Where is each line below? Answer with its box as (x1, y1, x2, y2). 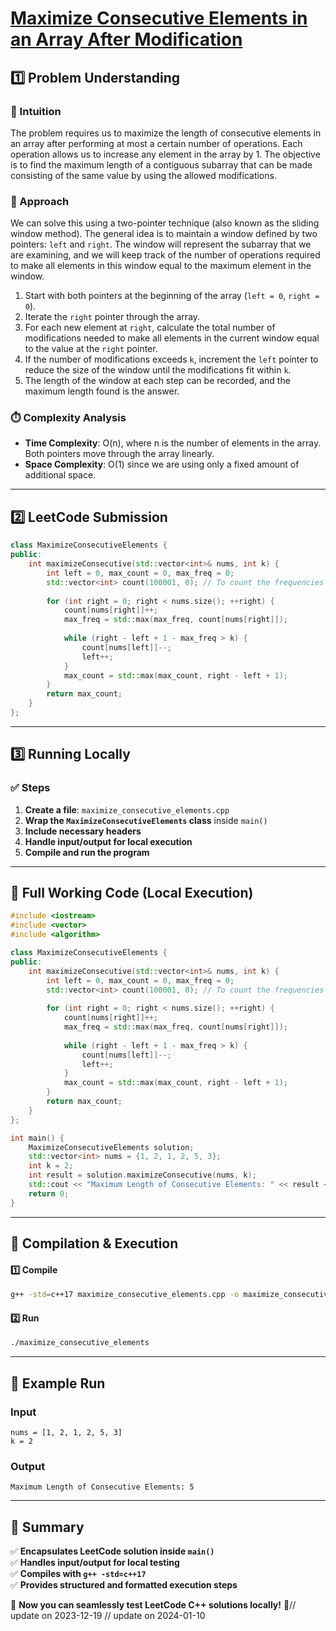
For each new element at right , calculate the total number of (24, 322, 276, 334)
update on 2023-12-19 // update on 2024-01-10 (10, 1610, 206, 1621)
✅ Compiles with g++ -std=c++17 (10, 1568, 147, 1579)
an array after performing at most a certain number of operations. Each (10, 137, 303, 149)
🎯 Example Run (10, 1375, 106, 1392)
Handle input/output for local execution (24, 835, 193, 847)
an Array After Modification (10, 28, 243, 51)
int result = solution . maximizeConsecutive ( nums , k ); (28, 1170, 257, 1181)
